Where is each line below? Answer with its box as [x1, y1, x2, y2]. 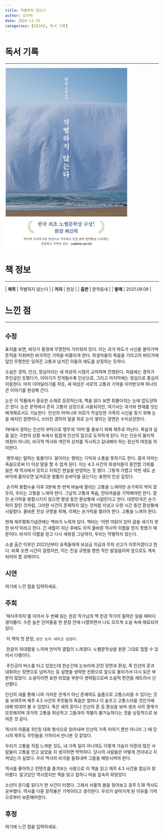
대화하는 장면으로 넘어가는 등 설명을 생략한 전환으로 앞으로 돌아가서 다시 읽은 [5, 668, 151, 674]
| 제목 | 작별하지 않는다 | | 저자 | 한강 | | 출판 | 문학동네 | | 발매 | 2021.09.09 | [5, 286, 151, 292]
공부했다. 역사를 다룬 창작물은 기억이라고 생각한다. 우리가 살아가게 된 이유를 [5, 788, 148, 794]
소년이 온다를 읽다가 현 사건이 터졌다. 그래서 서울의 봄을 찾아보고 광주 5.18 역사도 [5, 782, 159, 788]
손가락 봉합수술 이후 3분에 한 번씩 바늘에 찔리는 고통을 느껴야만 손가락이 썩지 [6, 484, 152, 490]
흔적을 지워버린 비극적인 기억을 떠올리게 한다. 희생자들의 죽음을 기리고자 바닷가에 [5, 352, 159, 358]
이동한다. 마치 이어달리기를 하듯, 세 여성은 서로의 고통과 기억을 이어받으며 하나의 [5, 381, 158, 387]
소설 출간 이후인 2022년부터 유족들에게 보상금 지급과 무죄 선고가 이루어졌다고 [5, 541, 153, 547]
